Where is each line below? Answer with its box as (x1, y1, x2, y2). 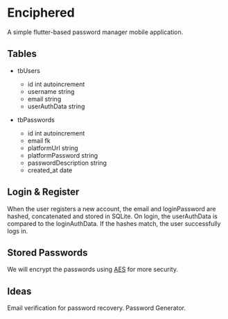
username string (27, 87, 75, 95)
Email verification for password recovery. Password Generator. (7, 304, 186, 312)
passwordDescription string (27, 158, 107, 167)
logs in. (7, 227, 28, 235)
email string (27, 95, 62, 103)
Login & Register (7, 186, 80, 198)
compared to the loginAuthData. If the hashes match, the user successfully (7, 219, 221, 227)
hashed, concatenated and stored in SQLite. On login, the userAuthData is (7, 212, 218, 220)
